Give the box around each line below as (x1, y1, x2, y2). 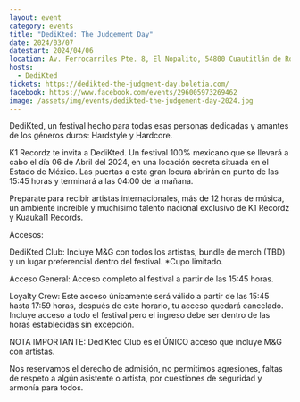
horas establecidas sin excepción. (9, 319, 135, 331)
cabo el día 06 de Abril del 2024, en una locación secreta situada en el (9, 157, 270, 168)
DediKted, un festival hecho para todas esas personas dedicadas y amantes (9, 121, 289, 131)
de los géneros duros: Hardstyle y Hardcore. (9, 130, 173, 141)
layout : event (9, 13, 62, 22)
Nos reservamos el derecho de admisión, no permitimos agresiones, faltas (9, 364, 283, 374)
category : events (9, 21, 74, 30)
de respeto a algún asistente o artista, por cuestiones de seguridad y (9, 373, 262, 384)
